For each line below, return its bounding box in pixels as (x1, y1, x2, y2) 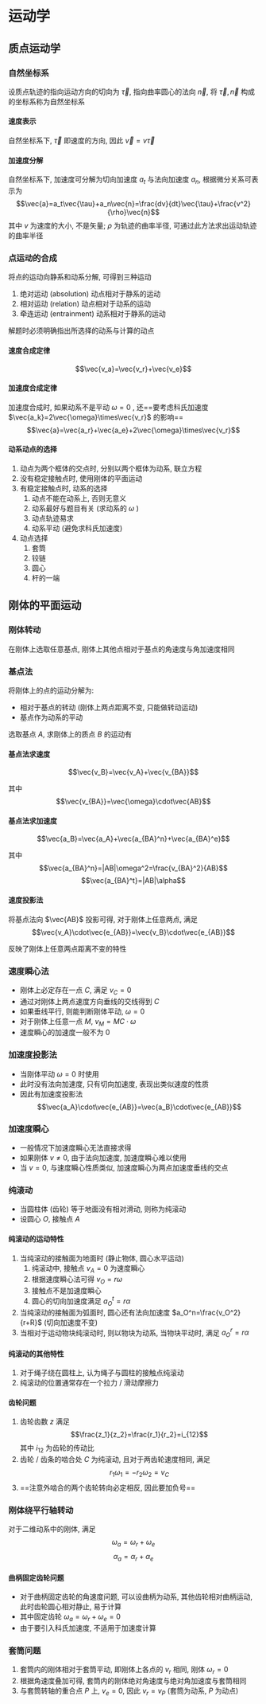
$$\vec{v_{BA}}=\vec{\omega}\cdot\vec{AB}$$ (56, 797, 211, 807)
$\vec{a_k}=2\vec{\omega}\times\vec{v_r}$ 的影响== (8, 412, 184, 422)
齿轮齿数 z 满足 (19, 1417, 70, 1426)
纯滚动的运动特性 (8, 1233, 64, 1243)
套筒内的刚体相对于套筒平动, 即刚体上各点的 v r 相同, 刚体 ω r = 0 (19, 1665, 229, 1676)
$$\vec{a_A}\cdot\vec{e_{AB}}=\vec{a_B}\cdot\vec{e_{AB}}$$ (37, 1102, 242, 1112)
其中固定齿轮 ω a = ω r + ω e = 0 (19, 1612, 121, 1623)
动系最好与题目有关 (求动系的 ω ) (31, 503, 139, 513)
